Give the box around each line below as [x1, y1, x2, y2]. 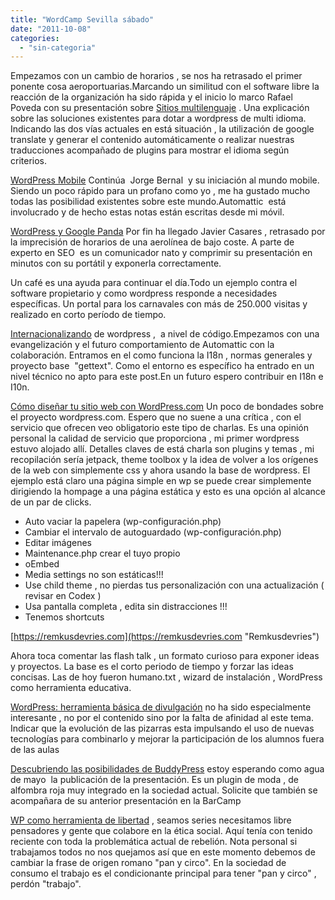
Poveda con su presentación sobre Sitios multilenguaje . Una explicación [10, 102, 310, 114]
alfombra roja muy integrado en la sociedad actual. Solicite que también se [10, 784, 318, 796]
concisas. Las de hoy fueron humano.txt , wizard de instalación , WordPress [10, 671, 323, 683]
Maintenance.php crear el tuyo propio [24, 547, 181, 560]
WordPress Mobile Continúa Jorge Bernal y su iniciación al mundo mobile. [10, 174, 320, 186]
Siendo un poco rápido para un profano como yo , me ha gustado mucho [10, 185, 311, 197]
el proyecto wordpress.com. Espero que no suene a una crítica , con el [10, 411, 302, 423]
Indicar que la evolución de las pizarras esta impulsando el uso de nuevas [10, 722, 315, 735]
